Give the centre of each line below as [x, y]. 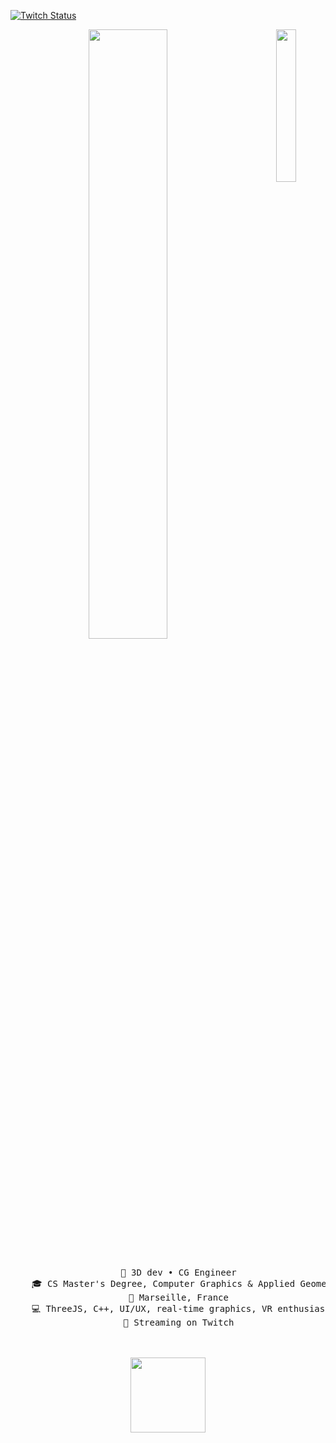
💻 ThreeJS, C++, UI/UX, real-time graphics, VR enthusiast [181, 1308]
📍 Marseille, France [178, 1297]
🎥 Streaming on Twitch [179, 1322]
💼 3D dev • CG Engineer [178, 1272]
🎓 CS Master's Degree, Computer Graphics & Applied [163, 1283]
